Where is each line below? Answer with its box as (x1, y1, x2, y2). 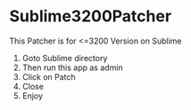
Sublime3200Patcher (9, 6, 172, 27)
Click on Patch (21, 71, 76, 82)
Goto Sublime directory (21, 52, 108, 63)
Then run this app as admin (21, 62, 123, 73)
